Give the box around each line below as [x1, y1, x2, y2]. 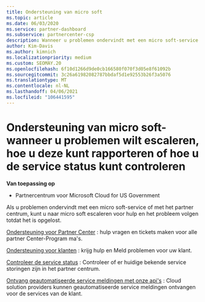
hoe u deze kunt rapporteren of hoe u [6, 146, 199, 160]
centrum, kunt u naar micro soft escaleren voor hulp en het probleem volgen [6, 210, 199, 217]
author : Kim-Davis [6, 43, 53, 50]
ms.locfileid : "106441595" [6, 94, 75, 100]
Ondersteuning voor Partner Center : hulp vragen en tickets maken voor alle [6, 228, 198, 235]
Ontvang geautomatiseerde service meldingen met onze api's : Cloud [6, 276, 182, 284]
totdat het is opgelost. [6, 216, 62, 224]
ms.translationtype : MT [6, 77, 67, 83]
